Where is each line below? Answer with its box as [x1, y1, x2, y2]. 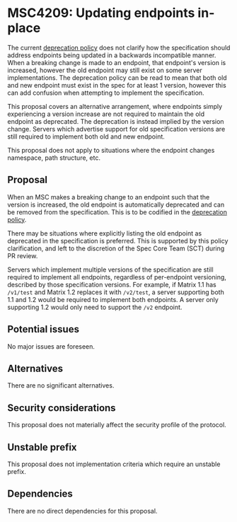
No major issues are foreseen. [7, 342, 96, 351]
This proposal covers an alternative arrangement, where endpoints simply [7, 102, 223, 110]
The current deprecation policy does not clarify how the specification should [7, 43, 231, 52]
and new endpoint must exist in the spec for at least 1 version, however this [7, 81, 226, 89]
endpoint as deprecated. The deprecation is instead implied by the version [7, 117, 224, 125]
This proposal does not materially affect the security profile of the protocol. [7, 421, 226, 429]
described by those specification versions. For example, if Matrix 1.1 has [7, 280, 217, 289]
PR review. [7, 251, 38, 260]
